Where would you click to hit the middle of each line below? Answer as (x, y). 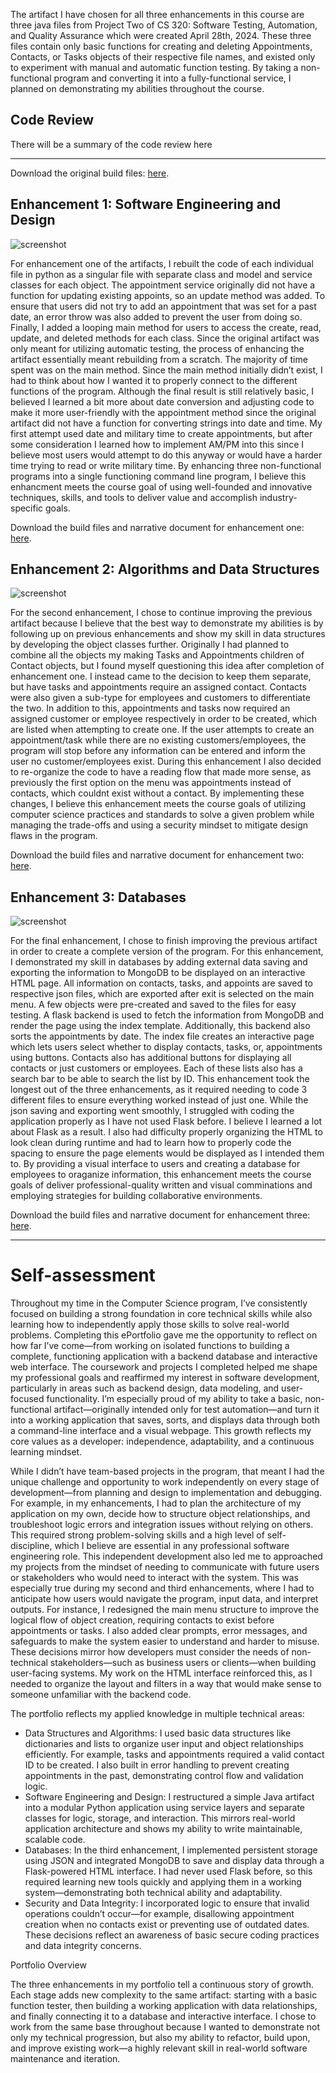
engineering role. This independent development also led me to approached (166, 1556)
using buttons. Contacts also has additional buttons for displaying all (151, 1058)
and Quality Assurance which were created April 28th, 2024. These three (161, 35)
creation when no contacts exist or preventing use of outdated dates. (167, 1925)
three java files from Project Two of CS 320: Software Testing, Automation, (164, 25)
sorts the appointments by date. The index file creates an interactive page (162, 1036)
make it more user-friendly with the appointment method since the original (163, 412)
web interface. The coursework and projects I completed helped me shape (164, 1367)
